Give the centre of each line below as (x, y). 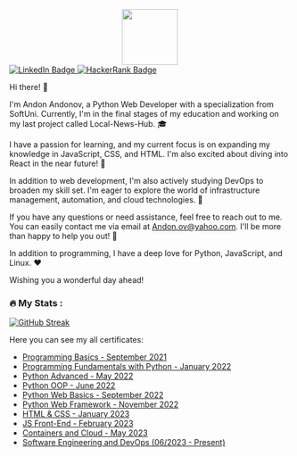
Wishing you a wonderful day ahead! (77, 280)
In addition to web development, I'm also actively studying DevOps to (136, 181)
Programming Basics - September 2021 (95, 357)
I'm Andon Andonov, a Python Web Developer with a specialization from (141, 104)
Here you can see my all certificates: (77, 340)
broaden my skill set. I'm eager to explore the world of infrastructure (135, 190)
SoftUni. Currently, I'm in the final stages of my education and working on (144, 114)
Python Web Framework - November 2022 (100, 404)
